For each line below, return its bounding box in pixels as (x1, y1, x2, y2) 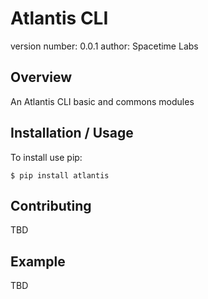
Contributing (10, 197, 92, 214)
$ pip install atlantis (10, 170, 110, 181)
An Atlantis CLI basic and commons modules (10, 95, 195, 107)
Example (10, 253, 66, 270)
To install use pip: (10, 151, 83, 163)
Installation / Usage (10, 125, 134, 142)
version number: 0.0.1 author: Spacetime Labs (10, 40, 199, 52)
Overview (10, 69, 73, 86)
